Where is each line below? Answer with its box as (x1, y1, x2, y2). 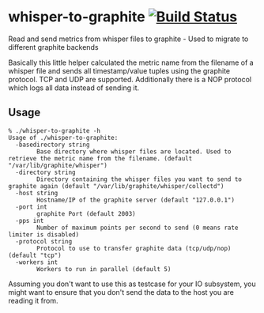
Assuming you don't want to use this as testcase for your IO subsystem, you (8, 279, 256, 288)
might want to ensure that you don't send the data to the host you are (8, 287, 235, 296)
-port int (15, 202, 47, 211)
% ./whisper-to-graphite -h (8, 126, 101, 134)
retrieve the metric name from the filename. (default (8, 154, 193, 162)
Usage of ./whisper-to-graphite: (8, 134, 119, 141)
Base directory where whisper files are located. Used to (36, 147, 232, 156)
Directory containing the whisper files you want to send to (36, 175, 243, 183)
